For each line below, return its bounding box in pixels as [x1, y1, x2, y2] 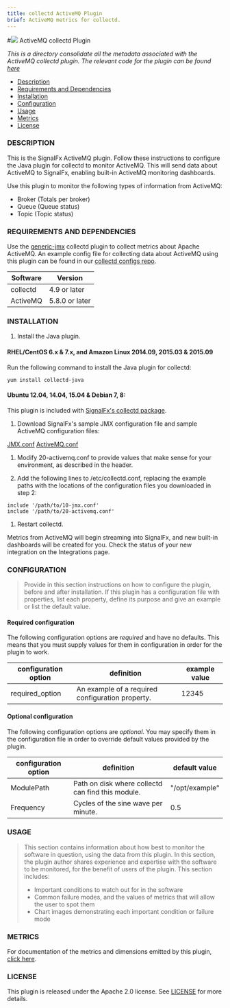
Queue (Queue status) [16, 202, 80, 210]
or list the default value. [23, 602, 91, 611]
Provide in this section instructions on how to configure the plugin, [23, 581, 212, 589]
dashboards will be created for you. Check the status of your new [7, 540, 192, 549]
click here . [7, 955, 37, 963]
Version [57, 273, 84, 283]
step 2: [16, 488, 37, 496]
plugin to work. [7, 648, 50, 656]
